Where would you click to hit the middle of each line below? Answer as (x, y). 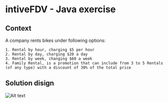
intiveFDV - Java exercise (61, 9)
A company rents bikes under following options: (56, 40)
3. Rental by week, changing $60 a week (49, 59)
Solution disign (30, 83)
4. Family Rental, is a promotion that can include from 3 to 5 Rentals (84, 63)
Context (18, 28)
